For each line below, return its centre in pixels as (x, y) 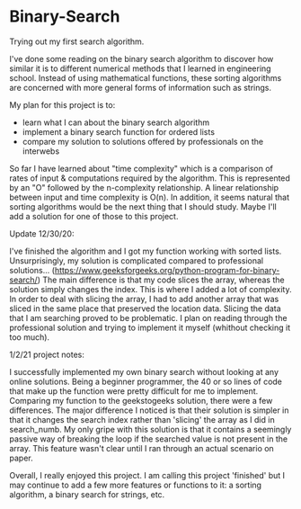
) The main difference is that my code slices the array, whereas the (161, 280)
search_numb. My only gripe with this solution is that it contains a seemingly (150, 429)
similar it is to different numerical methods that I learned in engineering (140, 68)
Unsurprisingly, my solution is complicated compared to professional (137, 260)
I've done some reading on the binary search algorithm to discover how (142, 58)
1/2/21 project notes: (47, 354)
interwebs (41, 151)
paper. (21, 458)
